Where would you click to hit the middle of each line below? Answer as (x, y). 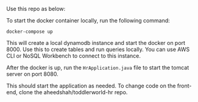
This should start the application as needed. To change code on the (91, 86)
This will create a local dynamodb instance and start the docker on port (96, 43)
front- (184, 86)
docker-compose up (30, 32)
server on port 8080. (33, 74)
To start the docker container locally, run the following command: (88, 20)
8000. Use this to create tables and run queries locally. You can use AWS (98, 49)
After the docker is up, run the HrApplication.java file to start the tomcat (98, 67)
